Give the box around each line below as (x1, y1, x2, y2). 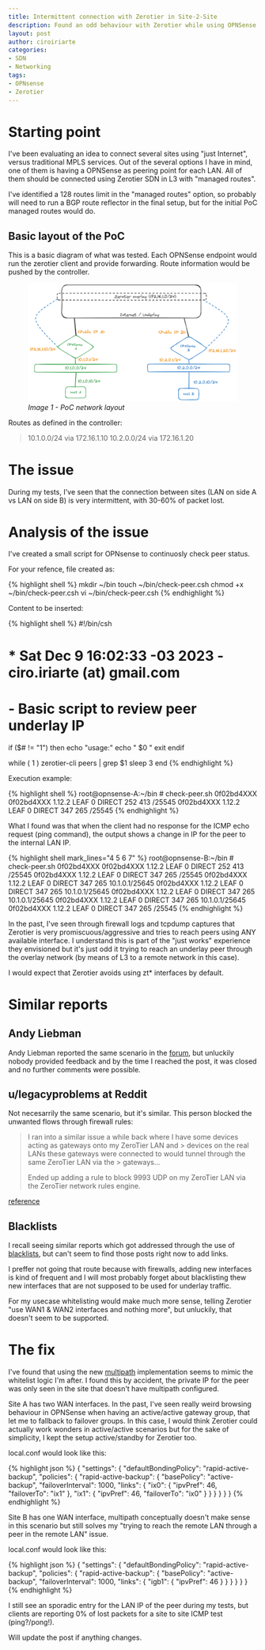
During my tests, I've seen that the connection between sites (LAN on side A (8, 487, 257, 496)
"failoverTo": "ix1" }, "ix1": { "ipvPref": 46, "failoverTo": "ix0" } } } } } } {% (8, 1489, 244, 1499)
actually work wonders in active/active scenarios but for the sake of (8, 1424, 229, 1434)
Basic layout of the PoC (8, 229, 125, 243)
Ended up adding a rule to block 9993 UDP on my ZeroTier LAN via (27, 1173, 247, 1182)
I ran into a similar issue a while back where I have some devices (27, 1132, 239, 1142)
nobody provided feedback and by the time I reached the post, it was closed (8, 1056, 257, 1066)
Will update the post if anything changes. (8, 1633, 142, 1642)
